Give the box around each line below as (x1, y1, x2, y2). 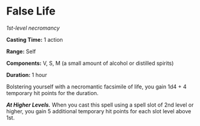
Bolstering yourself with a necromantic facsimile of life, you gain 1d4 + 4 (6, 83, 187, 90)
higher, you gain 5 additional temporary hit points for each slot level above (6, 107, 192, 114)
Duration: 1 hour (6, 71, 47, 78)
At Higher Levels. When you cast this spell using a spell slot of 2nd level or (6, 101, 194, 108)
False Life (6, 4, 56, 18)
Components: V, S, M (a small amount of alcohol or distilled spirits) (6, 59, 174, 67)
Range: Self (6, 47, 36, 55)
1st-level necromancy (6, 24, 60, 31)
